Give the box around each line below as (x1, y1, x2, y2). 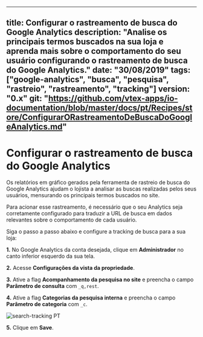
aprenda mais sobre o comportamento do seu (6, 46, 181, 56)
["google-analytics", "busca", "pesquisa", (6, 74, 169, 85)
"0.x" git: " (6, 93, 49, 103)
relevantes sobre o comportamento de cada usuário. (6, 216, 137, 224)
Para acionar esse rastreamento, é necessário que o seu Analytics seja (6, 203, 183, 211)
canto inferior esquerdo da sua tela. (6, 252, 95, 260)
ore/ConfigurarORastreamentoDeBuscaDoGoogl (6, 113, 192, 123)
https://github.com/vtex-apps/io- (48, 93, 178, 103)
